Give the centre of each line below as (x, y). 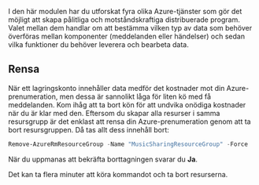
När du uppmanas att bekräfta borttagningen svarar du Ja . (103, 159)
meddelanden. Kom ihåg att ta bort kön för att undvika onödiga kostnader (127, 104)
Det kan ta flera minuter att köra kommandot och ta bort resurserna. (118, 174)
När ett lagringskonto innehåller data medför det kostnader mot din (117, 88)
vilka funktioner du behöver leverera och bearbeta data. (98, 45)
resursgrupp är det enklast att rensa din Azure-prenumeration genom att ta (129, 122)
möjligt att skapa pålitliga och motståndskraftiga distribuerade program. (124, 20)
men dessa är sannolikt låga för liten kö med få (135, 96)
